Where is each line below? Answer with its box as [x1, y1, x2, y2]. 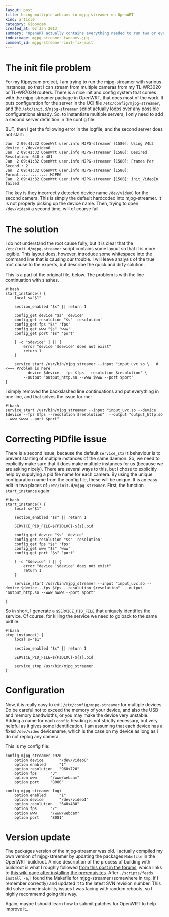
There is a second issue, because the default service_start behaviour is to [5, 450, 161, 456]
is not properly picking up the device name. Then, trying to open [5, 200, 139, 206]
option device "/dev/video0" [14, 758, 89, 763]
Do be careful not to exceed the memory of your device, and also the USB [5, 707, 158, 713]
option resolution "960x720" [14, 766, 80, 771]
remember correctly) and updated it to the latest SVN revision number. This [5, 880, 161, 886]
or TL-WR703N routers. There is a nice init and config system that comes [5, 89, 157, 95]
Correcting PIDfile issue [5, 433, 107, 445]
